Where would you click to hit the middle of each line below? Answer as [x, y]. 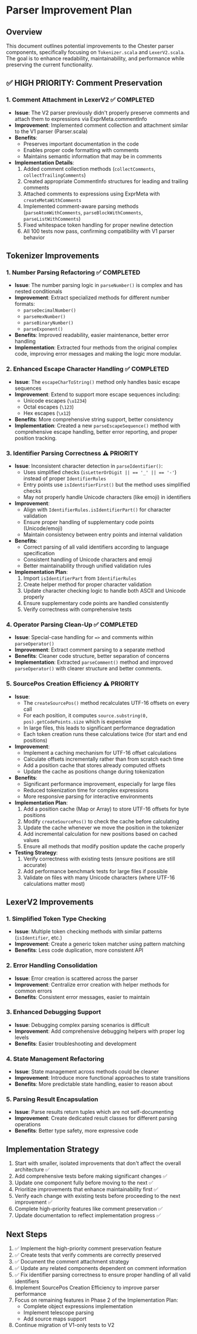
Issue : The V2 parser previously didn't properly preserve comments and [102, 113]
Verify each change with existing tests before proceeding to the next [97, 1196]
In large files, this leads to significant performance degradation [99, 728]
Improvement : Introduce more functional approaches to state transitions [102, 1078]
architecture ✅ [32, 1170]
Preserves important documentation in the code [81, 144]
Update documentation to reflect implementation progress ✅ [88, 1215]
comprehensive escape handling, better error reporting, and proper [96, 431]
